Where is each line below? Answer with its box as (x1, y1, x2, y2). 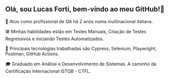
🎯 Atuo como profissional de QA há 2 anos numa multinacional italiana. (5, 18, 153, 24)
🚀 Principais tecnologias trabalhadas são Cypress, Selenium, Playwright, (5, 45, 157, 51)
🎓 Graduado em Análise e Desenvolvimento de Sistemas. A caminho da (5, 61, 156, 67)
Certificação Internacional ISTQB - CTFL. (5, 68, 91, 74)
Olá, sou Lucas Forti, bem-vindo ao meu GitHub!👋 (5, 5, 165, 14)
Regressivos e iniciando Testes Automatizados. (5, 36, 104, 42)
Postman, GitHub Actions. (5, 51, 59, 57)
